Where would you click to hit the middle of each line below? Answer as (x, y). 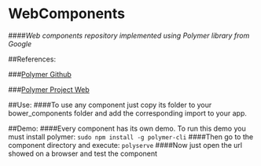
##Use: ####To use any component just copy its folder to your (110, 105)
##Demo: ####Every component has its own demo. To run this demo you (127, 128)
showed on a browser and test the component (83, 153)
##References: (32, 59)
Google (20, 43)
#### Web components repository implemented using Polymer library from (129, 35)
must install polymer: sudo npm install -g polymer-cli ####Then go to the (131, 136)
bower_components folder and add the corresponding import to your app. (128, 113)
